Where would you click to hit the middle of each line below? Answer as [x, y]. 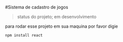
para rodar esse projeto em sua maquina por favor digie [61, 26]
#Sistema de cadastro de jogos [37, 7]
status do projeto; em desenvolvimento [57, 17]
